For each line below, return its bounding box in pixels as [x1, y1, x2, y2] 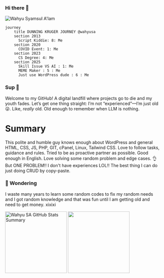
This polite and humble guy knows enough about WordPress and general [5, 139, 153, 145]
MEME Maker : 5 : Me [18, 69, 61, 73]
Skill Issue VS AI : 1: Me [18, 64, 74, 69]
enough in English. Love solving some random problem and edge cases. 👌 [5, 155, 157, 161]
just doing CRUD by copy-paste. [5, 168, 70, 174]
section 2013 [14, 34, 41, 39]
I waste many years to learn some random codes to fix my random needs [5, 191, 154, 197]
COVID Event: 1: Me [18, 47, 58, 52]
